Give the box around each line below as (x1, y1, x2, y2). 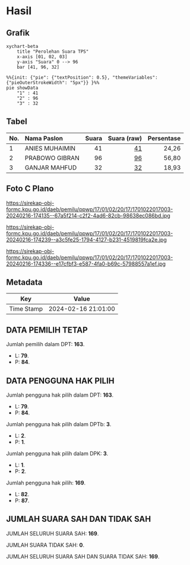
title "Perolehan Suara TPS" (17, 49, 89, 55)
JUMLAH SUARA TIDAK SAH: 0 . (6, 541, 85, 548)
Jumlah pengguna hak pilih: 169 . (6, 479, 86, 487)
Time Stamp (9, 305, 43, 313)
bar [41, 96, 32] (17, 64, 60, 70)
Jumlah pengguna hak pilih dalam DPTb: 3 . (6, 421, 112, 428)
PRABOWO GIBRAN (24, 154, 80, 162)
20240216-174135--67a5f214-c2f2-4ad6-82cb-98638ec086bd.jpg (6, 212, 170, 219)
